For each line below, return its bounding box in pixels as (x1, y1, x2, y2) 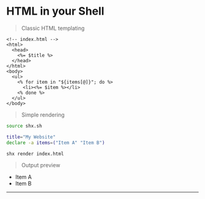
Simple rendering (21, 111, 65, 118)
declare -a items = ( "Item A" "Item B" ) (6, 139, 105, 146)
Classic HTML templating (21, 24, 85, 32)
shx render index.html (6, 151, 64, 157)
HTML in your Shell (6, 4, 105, 18)
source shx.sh (6, 123, 43, 129)
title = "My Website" (6, 134, 56, 140)
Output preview (21, 162, 60, 169)
